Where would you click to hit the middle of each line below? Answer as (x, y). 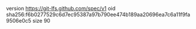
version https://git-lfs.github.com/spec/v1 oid (61, 8)
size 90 (41, 21)
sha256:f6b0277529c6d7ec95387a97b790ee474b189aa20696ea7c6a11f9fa (98, 14)
